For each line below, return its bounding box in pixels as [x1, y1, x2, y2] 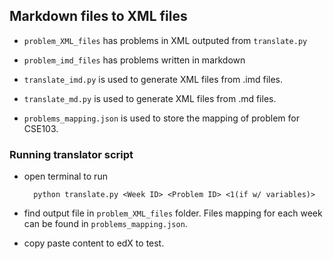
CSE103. [23, 122, 59, 134]
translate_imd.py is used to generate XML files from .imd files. [23, 73, 284, 85]
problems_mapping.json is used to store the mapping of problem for [23, 112, 300, 124]
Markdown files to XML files [9, 8, 188, 25]
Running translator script [9, 147, 134, 161]
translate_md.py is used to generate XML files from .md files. [23, 92, 277, 104]
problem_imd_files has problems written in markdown [23, 54, 246, 66]
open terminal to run [23, 170, 108, 183]
